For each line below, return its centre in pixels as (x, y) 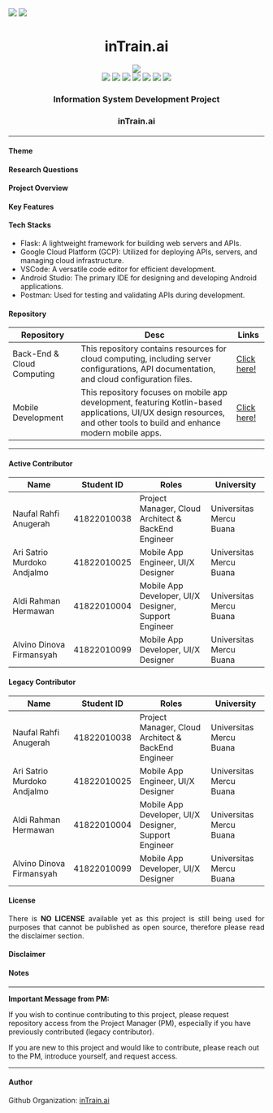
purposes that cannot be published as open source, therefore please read (136, 927)
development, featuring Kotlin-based (152, 403)
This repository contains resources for (154, 349)
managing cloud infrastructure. (72, 260)
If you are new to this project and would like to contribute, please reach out (134, 1047)
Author (21, 1082)
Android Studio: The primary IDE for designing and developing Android (139, 277)
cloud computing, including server (146, 359)
